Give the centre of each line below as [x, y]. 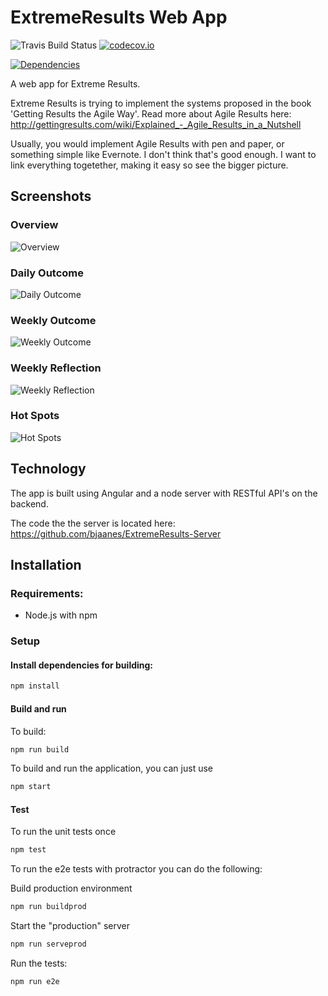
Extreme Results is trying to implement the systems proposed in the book [161, 103]
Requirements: [47, 593]
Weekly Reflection [56, 368]
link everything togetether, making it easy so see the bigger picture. [149, 165]
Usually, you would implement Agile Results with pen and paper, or [147, 143]
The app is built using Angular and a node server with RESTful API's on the [164, 493]
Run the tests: [39, 963]
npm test [28, 850]
